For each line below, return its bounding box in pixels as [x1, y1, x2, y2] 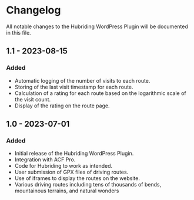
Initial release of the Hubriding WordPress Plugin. [14, 150, 134, 157]
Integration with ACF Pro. [14, 156, 76, 163]
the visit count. [14, 96, 51, 103]
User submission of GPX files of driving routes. [14, 168, 129, 176]
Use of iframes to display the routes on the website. [14, 175, 140, 182]
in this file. [6, 29, 31, 36]
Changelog [6, 4, 61, 17]
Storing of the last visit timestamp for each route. [14, 83, 133, 90]
